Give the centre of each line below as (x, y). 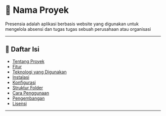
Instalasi (21, 77)
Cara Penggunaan (31, 93)
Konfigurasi (24, 82)
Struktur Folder (28, 87)
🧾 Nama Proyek (37, 10)
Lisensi (20, 103)
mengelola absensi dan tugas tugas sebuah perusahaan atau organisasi (78, 29)
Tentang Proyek (28, 61)
